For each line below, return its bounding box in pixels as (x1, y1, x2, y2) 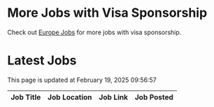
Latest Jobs (7, 52, 77, 69)
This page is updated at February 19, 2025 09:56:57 (7, 76, 157, 84)
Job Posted (134, 92, 173, 102)
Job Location (48, 92, 92, 102)
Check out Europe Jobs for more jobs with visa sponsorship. (7, 28, 182, 36)
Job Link (99, 92, 128, 102)
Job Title (10, 92, 41, 102)
